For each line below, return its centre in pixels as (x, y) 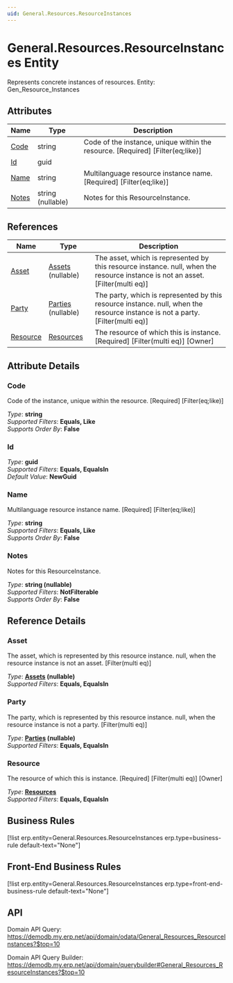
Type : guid (23, 462)
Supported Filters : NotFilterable (53, 592)
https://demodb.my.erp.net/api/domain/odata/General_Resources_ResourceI (116, 937)
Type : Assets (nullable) (41, 676)
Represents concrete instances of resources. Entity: (81, 82)
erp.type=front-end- (194, 883)
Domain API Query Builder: (45, 957)
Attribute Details (43, 366)
